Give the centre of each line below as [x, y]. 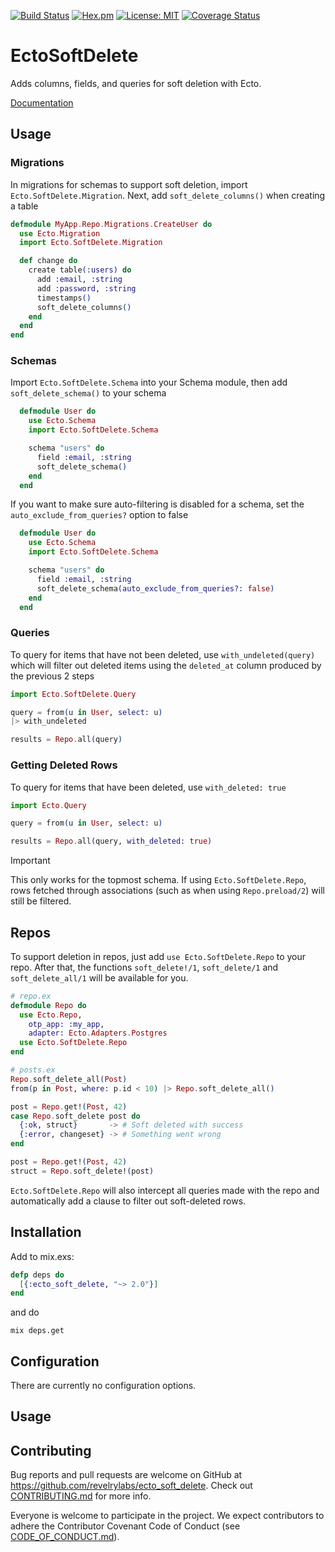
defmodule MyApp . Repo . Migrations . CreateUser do [111, 224]
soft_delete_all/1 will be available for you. [99, 977]
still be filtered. [41, 901]
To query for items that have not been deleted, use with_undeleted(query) [163, 654]
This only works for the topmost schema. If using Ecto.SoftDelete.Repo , [158, 880]
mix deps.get [37, 1331]
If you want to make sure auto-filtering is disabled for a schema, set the [157, 504]
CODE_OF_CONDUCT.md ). [65, 1537]
